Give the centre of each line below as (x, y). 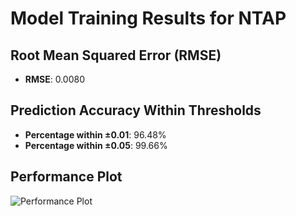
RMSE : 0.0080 (55, 79)
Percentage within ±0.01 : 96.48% (95, 134)
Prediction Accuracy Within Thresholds (136, 110)
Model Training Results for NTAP (148, 18)
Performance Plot (66, 177)
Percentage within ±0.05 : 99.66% (96, 145)
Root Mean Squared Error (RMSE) (116, 55)
